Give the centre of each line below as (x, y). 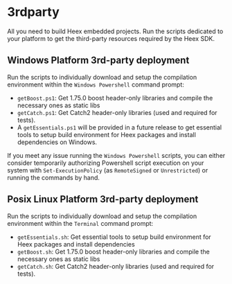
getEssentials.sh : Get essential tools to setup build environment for (114, 237)
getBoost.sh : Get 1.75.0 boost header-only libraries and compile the (113, 251)
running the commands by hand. (54, 177)
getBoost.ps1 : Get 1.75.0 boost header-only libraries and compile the (115, 98)
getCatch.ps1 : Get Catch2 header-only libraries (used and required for (117, 112)
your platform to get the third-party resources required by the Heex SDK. (111, 38)
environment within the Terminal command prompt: (80, 223)
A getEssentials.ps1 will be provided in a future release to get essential (119, 127)
